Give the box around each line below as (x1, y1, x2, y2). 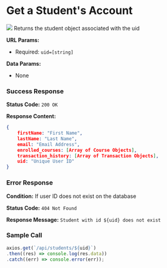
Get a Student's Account (6, 4, 133, 18)
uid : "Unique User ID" (17, 158, 75, 164)
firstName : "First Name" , (17, 130, 83, 136)
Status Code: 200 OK (6, 101, 58, 108)
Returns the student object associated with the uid (13, 24, 140, 32)
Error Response (6, 178, 53, 187)
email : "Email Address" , (17, 141, 80, 147)
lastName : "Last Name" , (17, 135, 78, 142)
